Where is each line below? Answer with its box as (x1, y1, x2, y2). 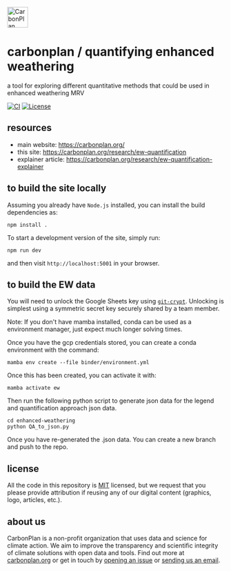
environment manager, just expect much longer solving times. (7, 325, 183, 334)
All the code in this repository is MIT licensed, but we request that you (7, 481, 206, 490)
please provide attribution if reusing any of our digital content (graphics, (7, 488, 212, 497)
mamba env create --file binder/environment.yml (7, 359, 150, 366)
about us (7, 516, 46, 528)
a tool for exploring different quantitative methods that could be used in (7, 81, 210, 90)
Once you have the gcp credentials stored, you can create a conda (7, 339, 197, 347)
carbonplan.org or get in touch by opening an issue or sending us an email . (7, 556, 221, 564)
